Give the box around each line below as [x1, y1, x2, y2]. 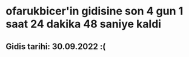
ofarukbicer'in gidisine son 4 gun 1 [5, 4, 184, 18]
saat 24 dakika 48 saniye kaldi [5, 17, 162, 31]
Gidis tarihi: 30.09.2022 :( [5, 41, 106, 52]
